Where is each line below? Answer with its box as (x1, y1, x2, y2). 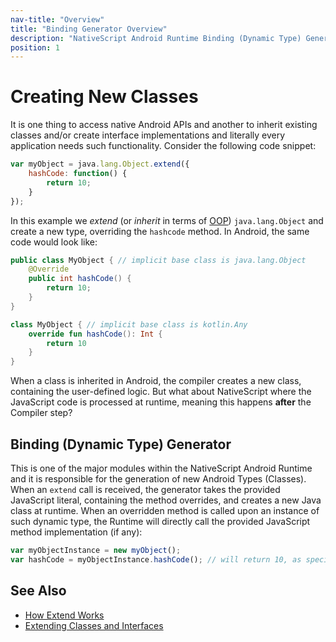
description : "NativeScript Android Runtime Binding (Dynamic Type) (10, 33, 302, 43)
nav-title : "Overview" (10, 14, 105, 25)
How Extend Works (24, 609, 105, 621)
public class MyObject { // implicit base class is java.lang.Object (10, 255, 307, 265)
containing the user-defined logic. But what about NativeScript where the (10, 386, 312, 398)
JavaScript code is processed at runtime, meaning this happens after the (10, 396, 312, 408)
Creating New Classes (10, 86, 199, 108)
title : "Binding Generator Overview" (10, 24, 168, 34)
